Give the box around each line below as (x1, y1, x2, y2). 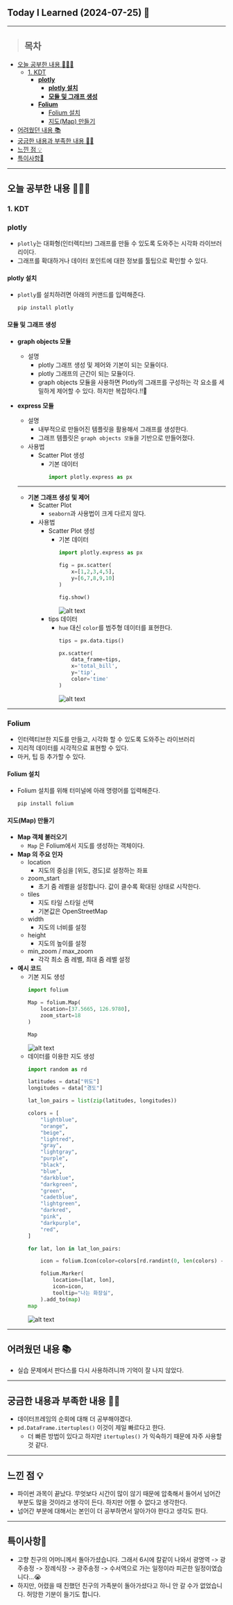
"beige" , (40, 1129, 66, 1136)
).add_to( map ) (40, 1296, 81, 1303)
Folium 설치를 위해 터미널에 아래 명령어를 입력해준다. (17, 787, 161, 795)
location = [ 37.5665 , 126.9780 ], (40, 1005, 130, 1013)
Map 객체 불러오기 (17, 833, 67, 841)
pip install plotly (17, 304, 74, 311)
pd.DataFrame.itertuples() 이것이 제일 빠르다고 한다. (17, 1424, 166, 1432)
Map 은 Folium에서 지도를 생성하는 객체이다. (27, 841, 145, 850)
